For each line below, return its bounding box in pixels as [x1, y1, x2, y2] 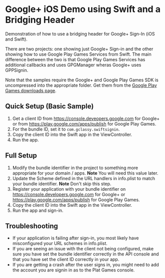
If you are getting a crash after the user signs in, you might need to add [12, 262, 159, 268]
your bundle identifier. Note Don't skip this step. [12, 181, 111, 187]
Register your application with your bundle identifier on [12, 186, 126, 192]
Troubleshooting [5, 222, 58, 230]
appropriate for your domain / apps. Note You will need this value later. [12, 170, 158, 176]
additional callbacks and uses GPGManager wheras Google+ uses [5, 62, 141, 68]
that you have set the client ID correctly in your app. [12, 256, 119, 262]
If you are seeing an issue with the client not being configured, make [12, 246, 154, 252]
